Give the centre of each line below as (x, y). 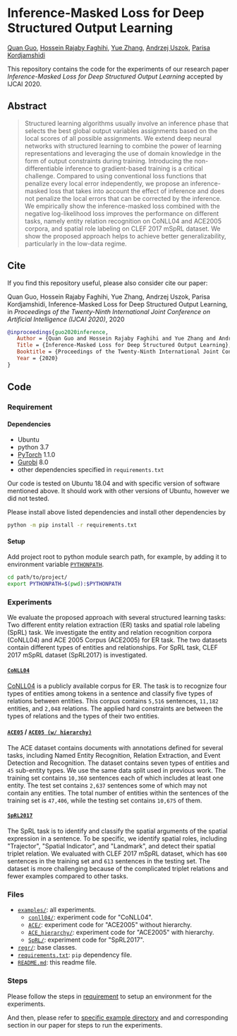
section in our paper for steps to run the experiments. (85, 1025)
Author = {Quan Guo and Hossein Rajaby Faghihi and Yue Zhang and (116, 339)
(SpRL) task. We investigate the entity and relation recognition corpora (110, 633)
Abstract (27, 107)
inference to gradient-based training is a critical (134, 168)
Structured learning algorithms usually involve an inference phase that (127, 123)
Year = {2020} (37, 359)
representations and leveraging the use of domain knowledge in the (123, 153)
